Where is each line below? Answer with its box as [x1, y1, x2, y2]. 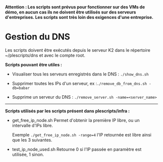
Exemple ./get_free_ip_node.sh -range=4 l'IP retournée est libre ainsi [12, 132, 152, 137]
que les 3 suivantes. [12, 137, 52, 143]
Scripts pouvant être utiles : [5, 61, 62, 67]
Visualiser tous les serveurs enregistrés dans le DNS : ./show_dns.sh [12, 71, 149, 77]
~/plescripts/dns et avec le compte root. [5, 52, 85, 58]
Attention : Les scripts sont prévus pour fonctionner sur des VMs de [5, 4, 145, 10]
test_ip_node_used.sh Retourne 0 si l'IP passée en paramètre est [12, 146, 142, 152]
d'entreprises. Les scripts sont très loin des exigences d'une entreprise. [5, 15, 154, 20]
